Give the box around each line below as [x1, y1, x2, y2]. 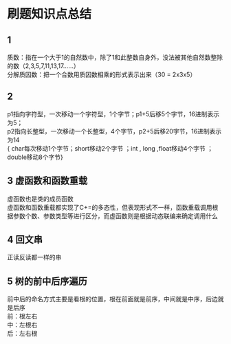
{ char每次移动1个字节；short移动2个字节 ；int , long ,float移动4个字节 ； [7, 144, 213, 152]
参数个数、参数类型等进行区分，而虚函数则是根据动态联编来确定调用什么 [12, 211, 218, 220]
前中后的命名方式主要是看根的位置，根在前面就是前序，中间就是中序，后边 [7, 295, 218, 303]
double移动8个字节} [7, 153, 63, 161]
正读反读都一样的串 [7, 253, 62, 261]
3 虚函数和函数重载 [7, 175, 88, 186]
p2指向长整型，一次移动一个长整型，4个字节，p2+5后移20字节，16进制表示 [7, 127, 222, 135]
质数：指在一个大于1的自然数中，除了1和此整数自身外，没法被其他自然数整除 [7, 53, 223, 61]
